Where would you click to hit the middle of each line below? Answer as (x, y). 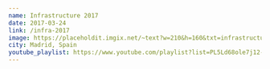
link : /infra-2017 (39, 30)
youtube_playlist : (39, 52)
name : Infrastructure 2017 (53, 15)
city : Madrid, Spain (43, 45)
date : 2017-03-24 (37, 23)
